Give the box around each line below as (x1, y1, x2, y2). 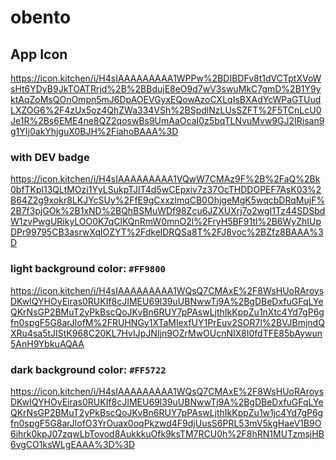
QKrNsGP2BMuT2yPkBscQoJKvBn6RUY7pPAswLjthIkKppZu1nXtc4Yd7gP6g (10, 306, 325, 318)
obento (10, 6, 72, 29)
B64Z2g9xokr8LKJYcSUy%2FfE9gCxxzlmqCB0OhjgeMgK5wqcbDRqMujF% (10, 194, 326, 206)
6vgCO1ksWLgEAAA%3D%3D (10, 438, 136, 450)
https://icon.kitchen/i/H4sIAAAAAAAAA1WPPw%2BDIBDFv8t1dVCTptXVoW (10, 72, 322, 84)
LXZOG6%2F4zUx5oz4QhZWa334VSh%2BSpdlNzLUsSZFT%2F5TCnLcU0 (10, 104, 322, 116)
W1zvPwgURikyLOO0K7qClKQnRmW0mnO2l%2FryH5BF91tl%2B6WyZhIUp (10, 216, 322, 228)
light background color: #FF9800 (10, 262, 166, 276)
